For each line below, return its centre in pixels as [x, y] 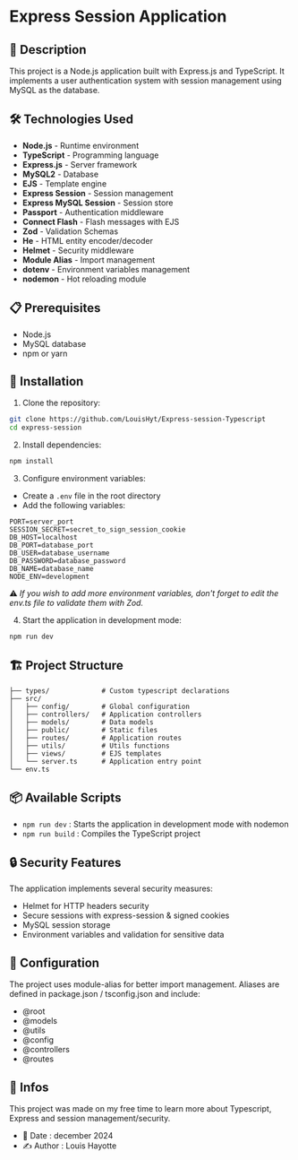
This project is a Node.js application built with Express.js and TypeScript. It [147, 71]
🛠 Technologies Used [72, 120]
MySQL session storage [66, 925]
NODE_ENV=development [50, 577]
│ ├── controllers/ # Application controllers [106, 714]
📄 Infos [29, 1087]
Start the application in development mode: [102, 620]
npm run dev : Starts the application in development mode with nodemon [155, 824]
